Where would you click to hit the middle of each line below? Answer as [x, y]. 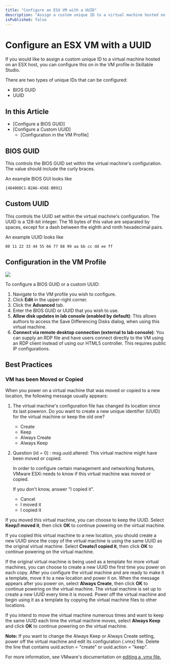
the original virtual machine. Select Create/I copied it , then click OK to [79, 546]
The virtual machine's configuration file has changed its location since [87, 406]
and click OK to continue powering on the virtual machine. [66, 626]
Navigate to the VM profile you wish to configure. [64, 294]
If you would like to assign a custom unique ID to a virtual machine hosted [83, 59]
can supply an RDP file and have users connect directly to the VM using [88, 338]
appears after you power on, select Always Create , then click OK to [77, 583]
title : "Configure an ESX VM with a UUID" [51, 10]
